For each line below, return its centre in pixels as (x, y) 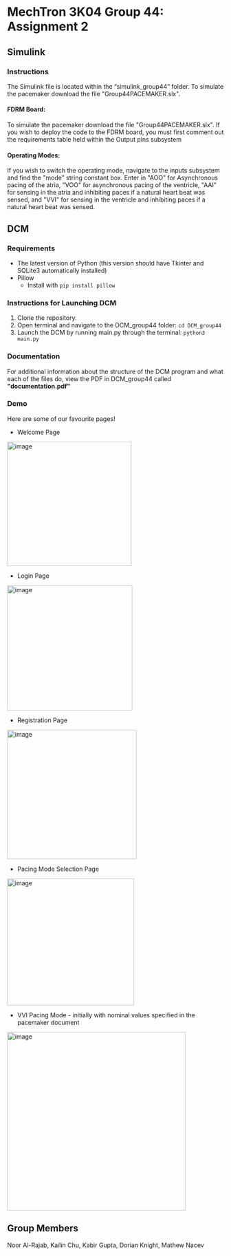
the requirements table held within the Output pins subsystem (95, 140)
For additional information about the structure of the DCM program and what (115, 371)
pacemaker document (48, 1022)
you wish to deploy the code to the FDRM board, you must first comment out (115, 132)
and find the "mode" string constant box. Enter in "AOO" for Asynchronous (113, 178)
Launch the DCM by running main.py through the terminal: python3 (111, 333)
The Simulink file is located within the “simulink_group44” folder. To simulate (115, 86)
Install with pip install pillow (71, 285)
